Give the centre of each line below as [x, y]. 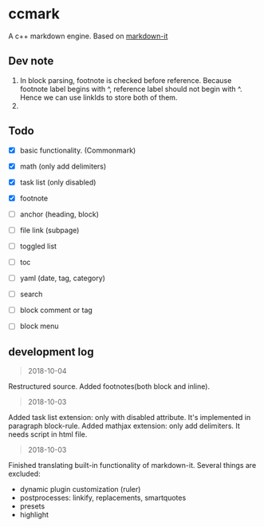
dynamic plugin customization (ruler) [80, 489]
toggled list [38, 246]
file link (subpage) [49, 230]
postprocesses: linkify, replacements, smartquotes [103, 498]
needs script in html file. [48, 434]
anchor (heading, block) [59, 214]
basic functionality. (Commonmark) [78, 150]
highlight [34, 515]
